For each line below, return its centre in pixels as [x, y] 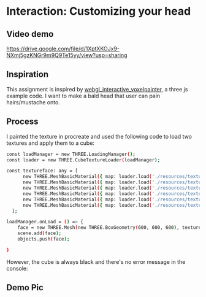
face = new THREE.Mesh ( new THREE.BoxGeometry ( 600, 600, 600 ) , [98, 228]
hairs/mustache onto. [33, 102]
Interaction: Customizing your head [99, 11]
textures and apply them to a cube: [51, 143]
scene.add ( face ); [40, 233]
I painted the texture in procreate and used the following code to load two [99, 136]
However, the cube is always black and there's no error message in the [96, 261]
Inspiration [28, 75]
